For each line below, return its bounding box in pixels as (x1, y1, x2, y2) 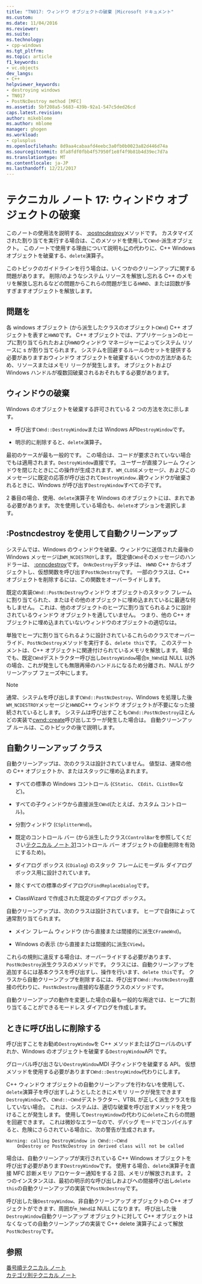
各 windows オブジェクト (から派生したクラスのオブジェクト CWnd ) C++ (6, 323, 181, 331)
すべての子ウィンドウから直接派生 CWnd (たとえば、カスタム (14, 801, 159, 808)
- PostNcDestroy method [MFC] (6, 98, 82, 104)
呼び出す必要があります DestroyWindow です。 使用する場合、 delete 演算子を (6, 1162, 191, 1170)
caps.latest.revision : (6, 110, 63, 116)
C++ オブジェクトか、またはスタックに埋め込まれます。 (13, 768, 151, 775)
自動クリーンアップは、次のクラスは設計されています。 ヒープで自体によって (6, 907, 196, 915)
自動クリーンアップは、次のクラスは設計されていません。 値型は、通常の (6, 760, 186, 768)
